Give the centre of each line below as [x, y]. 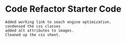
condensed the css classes [33, 26]
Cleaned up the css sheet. [33, 35]
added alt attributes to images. [40, 30]
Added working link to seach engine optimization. [58, 22]
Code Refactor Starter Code [63, 9]
